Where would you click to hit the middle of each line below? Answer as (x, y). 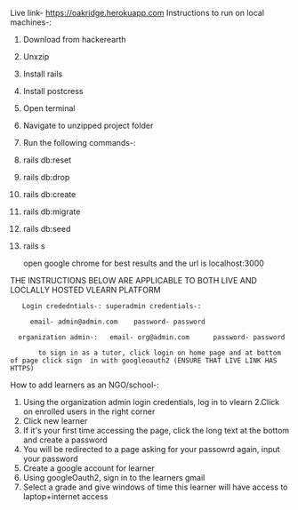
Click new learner (55, 421)
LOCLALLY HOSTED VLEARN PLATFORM (85, 290)
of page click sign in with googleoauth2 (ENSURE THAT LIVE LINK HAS (144, 361)
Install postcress (53, 91)
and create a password (65, 440)
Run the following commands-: (79, 143)
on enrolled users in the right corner (89, 411)
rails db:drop (46, 177)
